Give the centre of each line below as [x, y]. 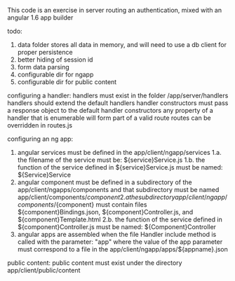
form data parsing [43, 67]
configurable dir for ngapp [55, 74]
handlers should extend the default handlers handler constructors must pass [118, 103]
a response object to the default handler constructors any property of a [110, 110]
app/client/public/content [44, 270]
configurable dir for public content [67, 82]
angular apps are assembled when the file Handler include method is [117, 234]
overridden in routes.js [40, 125]
